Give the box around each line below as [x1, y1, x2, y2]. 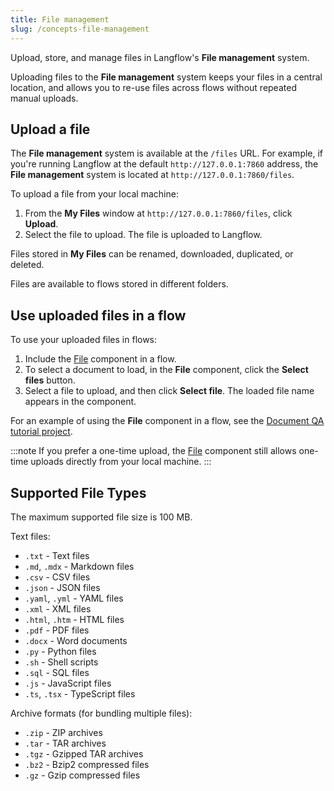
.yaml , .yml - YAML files [24, 592, 124, 604]
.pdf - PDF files [24, 624, 90, 636]
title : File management [10, 14, 110, 25]
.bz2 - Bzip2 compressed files [24, 758, 150, 770]
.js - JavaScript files [24, 677, 112, 689]
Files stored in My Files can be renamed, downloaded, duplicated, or [10, 248, 294, 260]
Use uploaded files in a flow [10, 307, 187, 324]
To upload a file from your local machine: [10, 188, 179, 200]
